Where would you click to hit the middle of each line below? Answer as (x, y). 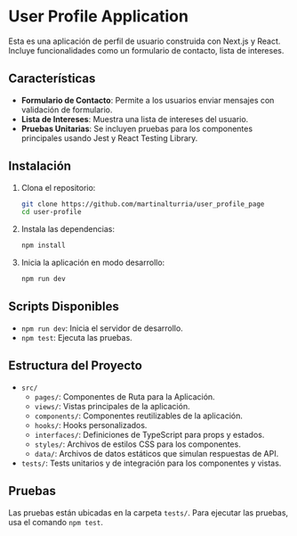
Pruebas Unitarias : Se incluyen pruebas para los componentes (137, 128)
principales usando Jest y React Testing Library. (109, 138)
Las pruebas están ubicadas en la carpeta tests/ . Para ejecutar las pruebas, (148, 512)
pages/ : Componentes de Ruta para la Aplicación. (124, 396)
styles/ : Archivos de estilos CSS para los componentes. (137, 444)
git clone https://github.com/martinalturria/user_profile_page (143, 204)
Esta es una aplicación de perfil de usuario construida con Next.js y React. (144, 41)
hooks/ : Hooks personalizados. (91, 425)
